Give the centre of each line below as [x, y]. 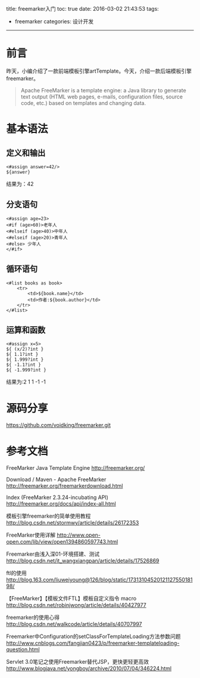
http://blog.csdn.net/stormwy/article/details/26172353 [73, 523]
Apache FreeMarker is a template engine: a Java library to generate [103, 90]
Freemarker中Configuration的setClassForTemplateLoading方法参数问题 [93, 636]
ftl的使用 [16, 573]
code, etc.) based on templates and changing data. [83, 103]
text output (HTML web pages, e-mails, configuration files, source [102, 97]
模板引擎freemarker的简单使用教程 [49, 516]
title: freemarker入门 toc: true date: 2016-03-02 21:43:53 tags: [82, 9]
